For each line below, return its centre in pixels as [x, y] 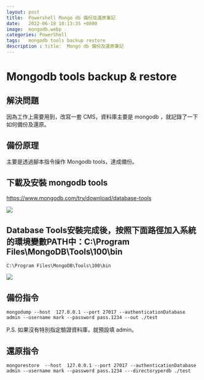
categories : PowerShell [37, 35]
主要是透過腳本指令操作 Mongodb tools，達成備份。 [72, 161]
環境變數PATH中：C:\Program [72, 242]
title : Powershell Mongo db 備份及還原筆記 [61, 18]
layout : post [23, 12]
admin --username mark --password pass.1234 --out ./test [82, 318]
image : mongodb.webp [34, 29]
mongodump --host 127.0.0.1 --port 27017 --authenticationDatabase [96, 312]
